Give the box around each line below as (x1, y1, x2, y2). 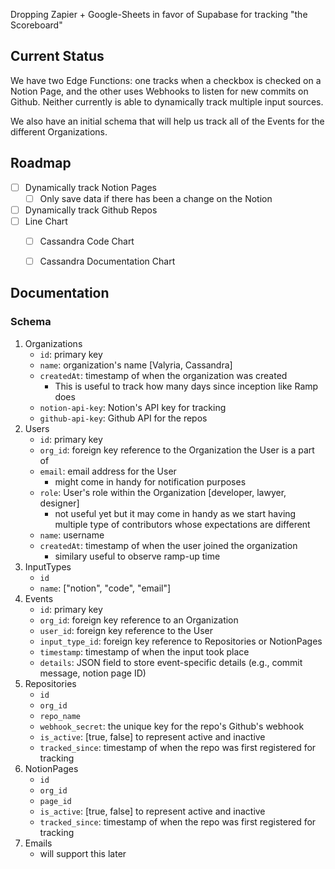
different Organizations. (10, 125, 108, 138)
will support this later (39, 847, 127, 859)
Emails (24, 837, 53, 849)
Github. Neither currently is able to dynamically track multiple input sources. (10, 95, 324, 108)
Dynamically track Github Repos (24, 204, 158, 216)
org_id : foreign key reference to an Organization (39, 614, 239, 626)
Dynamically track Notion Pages (24, 181, 157, 193)
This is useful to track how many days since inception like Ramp (54, 380, 319, 392)
